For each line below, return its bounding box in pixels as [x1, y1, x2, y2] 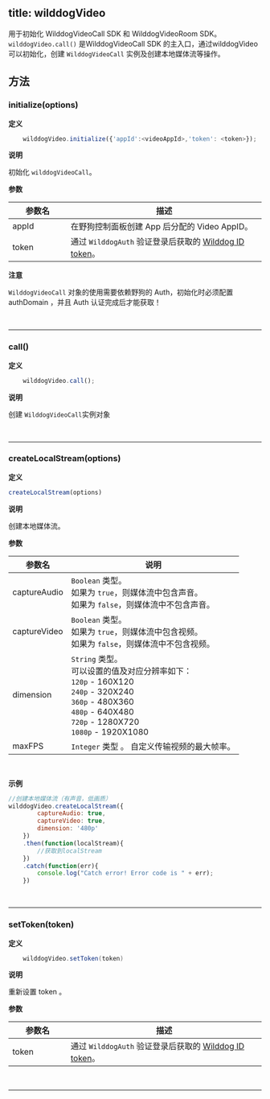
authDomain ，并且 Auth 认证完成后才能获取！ [8, 298, 162, 307]
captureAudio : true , [37, 809, 106, 817]
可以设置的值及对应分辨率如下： [71, 665, 193, 677]
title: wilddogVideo [8, 6, 106, 20]
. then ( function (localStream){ [22, 839, 125, 847]
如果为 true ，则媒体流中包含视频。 [71, 626, 203, 637]
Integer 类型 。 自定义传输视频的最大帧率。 [71, 740, 235, 751]
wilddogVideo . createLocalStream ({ [8, 802, 125, 810]
